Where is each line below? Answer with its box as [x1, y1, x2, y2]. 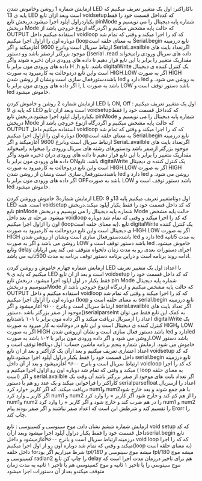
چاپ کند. [7, 411, 27, 418]
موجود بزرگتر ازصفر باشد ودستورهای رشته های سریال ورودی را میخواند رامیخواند [7, 144, 189, 152]
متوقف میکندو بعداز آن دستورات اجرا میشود [7, 468, 105, 474]
